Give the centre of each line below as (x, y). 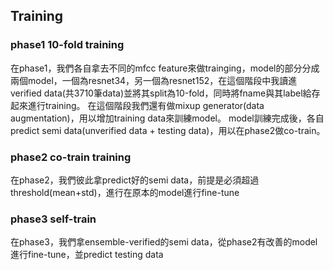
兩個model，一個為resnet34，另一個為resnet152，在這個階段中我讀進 (154, 80)
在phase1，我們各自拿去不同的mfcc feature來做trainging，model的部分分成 (165, 68)
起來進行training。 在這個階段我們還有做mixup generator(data (137, 105)
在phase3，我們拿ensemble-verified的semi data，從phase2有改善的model (164, 242)
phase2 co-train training (71, 157)
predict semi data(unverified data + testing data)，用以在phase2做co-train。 (168, 130)
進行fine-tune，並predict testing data (87, 255)
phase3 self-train (53, 219)
